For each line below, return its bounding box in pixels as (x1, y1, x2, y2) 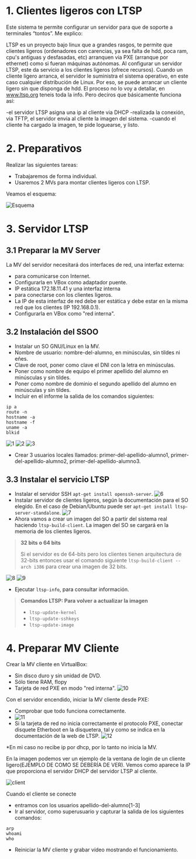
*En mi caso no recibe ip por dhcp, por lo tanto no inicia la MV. (6, 744, 157, 751)
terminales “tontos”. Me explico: (6, 29, 83, 36)
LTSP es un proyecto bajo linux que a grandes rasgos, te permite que (6, 41, 173, 48)
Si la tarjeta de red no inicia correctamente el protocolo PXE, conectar (14, 720, 183, 727)
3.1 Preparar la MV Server (6, 246, 101, 256)
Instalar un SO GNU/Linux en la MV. (14, 343, 100, 350)
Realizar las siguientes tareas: (6, 161, 78, 168)
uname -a (6, 424, 27, 430)
